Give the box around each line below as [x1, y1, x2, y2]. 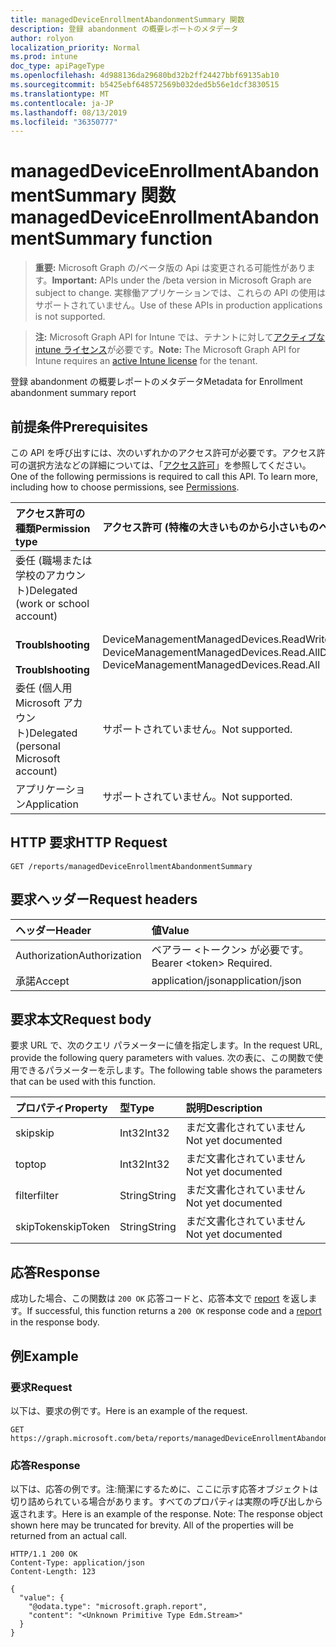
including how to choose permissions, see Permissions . [10, 481, 240, 493]
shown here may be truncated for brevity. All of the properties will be [10, 1519, 295, 1531]
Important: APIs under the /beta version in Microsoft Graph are [51, 274, 312, 286]
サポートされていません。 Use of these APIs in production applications [34, 299, 323, 311]
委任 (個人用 [15, 681, 73, 695]
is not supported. [34, 311, 106, 323]
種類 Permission [15, 522, 91, 535]
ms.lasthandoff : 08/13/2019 [10, 107, 128, 118]
